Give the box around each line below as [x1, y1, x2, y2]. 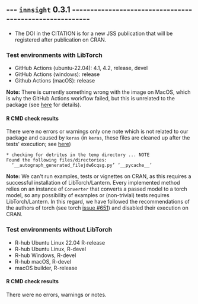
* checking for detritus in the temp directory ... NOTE [6, 152, 150, 158]
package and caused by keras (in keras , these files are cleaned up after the [6, 134, 190, 141]
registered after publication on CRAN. [14, 36, 107, 43]
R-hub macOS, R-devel [14, 258, 72, 265]
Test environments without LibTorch [6, 226, 113, 234]
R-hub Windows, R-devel [14, 252, 76, 259]
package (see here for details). [6, 101, 82, 109]
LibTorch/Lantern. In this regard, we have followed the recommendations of [6, 198, 190, 205]
